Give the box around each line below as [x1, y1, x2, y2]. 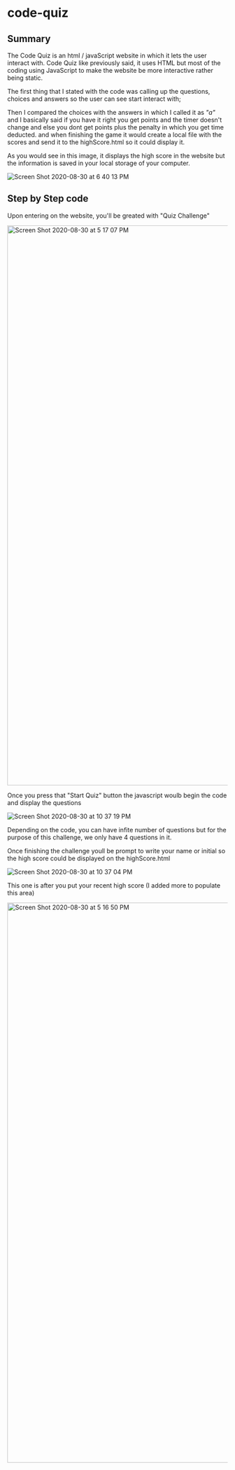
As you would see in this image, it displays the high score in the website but [7, 152, 225, 160]
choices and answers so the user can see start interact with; [7, 94, 182, 103]
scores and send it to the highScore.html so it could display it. [7, 138, 185, 146]
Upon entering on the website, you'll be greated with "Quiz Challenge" [7, 211, 210, 220]
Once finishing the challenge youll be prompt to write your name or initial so [7, 846, 226, 855]
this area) [7, 888, 35, 897]
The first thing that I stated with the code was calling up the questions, [7, 87, 211, 95]
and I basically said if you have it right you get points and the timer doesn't [7, 115, 222, 124]
